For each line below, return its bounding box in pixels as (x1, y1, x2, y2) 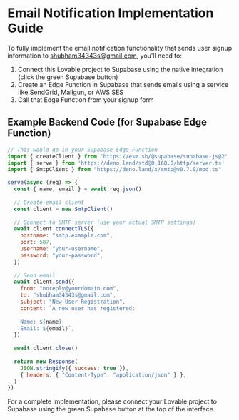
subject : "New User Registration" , (20, 298, 126, 305)
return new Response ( (14, 358, 78, 365)
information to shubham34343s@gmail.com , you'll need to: (7, 51, 182, 60)
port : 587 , (20, 239, 53, 246)
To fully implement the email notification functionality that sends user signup (7, 43, 233, 52)
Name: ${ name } (20, 318, 62, 325)
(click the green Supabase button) (17, 73, 118, 81)
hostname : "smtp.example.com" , (20, 232, 113, 240)
